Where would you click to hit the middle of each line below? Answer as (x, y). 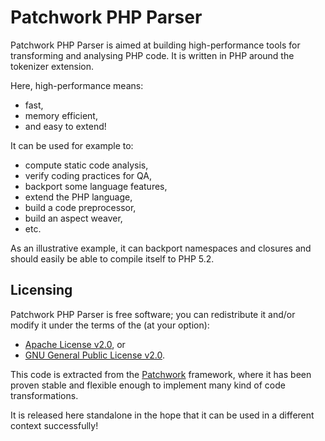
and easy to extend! (65, 126)
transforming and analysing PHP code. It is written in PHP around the (152, 55)
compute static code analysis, (86, 165)
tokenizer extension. (52, 66)
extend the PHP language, (78, 197)
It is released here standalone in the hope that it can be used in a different (162, 415)
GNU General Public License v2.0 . (94, 355)
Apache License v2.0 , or (75, 344)
